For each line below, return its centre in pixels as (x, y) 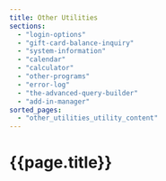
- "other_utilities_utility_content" (88, 118)
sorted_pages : (36, 110)
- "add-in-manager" (54, 101)
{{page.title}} (61, 163)
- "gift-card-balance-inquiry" (76, 43)
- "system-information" (61, 51)
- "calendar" (42, 59)
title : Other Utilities (54, 18)
